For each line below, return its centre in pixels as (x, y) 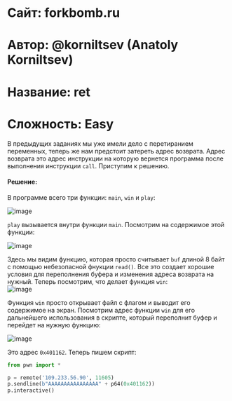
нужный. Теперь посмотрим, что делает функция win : (88, 281)
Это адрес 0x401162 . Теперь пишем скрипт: (72, 352)
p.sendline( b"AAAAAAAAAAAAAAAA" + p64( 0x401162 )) (81, 384)
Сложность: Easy (61, 124)
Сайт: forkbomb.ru (64, 13)
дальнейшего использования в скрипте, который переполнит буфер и (112, 318)
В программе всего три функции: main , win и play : (81, 197)
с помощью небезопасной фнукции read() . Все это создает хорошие (111, 266)
